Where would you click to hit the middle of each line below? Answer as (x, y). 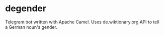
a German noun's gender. (31, 27)
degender (26, 9)
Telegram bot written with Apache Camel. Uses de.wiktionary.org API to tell (82, 22)
